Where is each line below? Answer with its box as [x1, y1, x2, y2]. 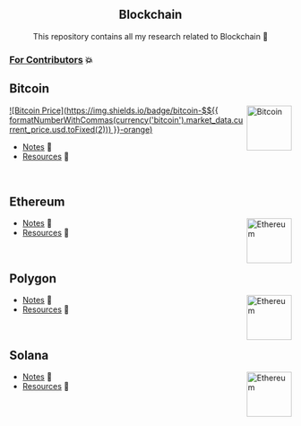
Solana [9, 347, 49, 362]
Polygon [9, 271, 56, 286]
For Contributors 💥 [9, 53, 93, 65]
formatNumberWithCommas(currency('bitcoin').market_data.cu [9, 114, 244, 125]
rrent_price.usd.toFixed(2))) [9, 124, 112, 135]
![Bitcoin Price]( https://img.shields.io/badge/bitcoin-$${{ [9, 105, 219, 116]
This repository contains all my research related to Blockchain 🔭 [32, 30, 269, 41]
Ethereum [9, 194, 65, 209]
